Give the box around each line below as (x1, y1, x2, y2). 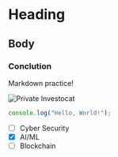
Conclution (8, 61, 52, 72)
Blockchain (19, 140, 56, 151)
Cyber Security (19, 123, 70, 133)
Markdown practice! (8, 78, 74, 88)
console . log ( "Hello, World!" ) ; (8, 109, 112, 117)
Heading (8, 6, 66, 24)
